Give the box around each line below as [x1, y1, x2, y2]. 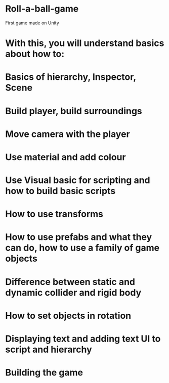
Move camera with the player [5, 128, 130, 139]
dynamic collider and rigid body [5, 286, 142, 298]
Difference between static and [5, 276, 136, 288]
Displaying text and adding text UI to [5, 333, 161, 344]
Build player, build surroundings [5, 105, 143, 117]
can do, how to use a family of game [5, 242, 160, 254]
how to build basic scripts [5, 185, 116, 197]
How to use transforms [5, 208, 104, 220]
